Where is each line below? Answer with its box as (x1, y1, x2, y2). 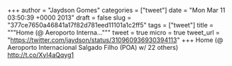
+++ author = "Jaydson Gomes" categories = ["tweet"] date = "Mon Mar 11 (7, 6, 226, 14)
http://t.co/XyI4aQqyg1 (7, 51, 74, 59)
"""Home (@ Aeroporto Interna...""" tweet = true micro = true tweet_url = (7, 28, 220, 37)
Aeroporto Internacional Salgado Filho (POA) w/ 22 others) (7, 44, 179, 51)
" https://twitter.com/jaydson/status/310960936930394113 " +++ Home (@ (7, 36, 223, 44)
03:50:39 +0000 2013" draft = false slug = (7, 13, 132, 22)
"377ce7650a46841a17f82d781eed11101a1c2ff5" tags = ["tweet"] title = (7, 21, 214, 29)
